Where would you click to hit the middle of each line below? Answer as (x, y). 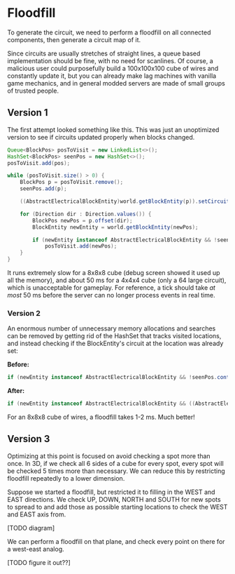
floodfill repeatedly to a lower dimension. (66, 478)
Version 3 (29, 439)
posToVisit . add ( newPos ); (81, 246)
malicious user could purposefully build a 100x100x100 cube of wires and (113, 68)
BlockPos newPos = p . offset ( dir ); (83, 220)
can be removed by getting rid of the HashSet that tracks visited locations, (114, 336)
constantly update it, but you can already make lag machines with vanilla (112, 76)
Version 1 (28, 113)
